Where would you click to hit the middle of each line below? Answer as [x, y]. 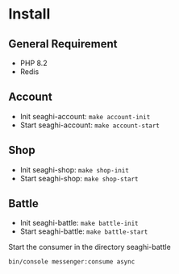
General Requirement [63, 44]
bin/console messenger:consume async [72, 262]
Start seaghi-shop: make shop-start [79, 178]
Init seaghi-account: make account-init [85, 116]
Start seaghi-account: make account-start [89, 125]
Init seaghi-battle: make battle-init [79, 223]
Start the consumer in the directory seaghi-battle [89, 247]
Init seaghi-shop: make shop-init [74, 169]
